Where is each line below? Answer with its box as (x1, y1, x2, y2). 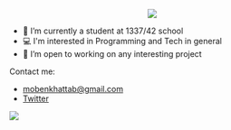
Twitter (22, 93, 50, 104)
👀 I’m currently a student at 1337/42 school (22, 25, 184, 36)
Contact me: (9, 66, 56, 77)
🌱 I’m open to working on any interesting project (22, 49, 202, 59)
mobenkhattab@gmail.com (22, 84, 124, 94)
